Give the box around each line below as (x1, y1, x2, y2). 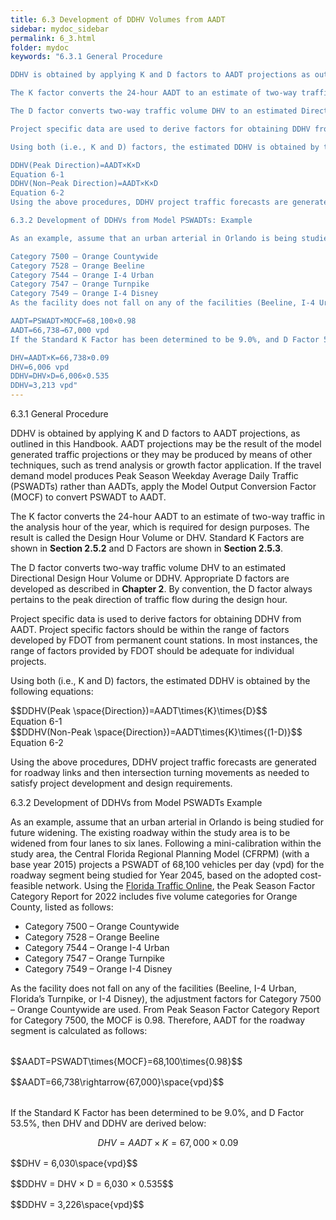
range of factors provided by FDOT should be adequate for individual (10, 645, 295, 656)
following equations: (10, 686, 94, 697)
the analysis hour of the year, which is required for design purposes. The (10, 521, 310, 533)
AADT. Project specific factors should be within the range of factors (10, 624, 290, 635)
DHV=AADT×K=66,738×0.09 (10, 352, 110, 363)
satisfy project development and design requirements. (10, 777, 233, 789)
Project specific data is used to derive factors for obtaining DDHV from (10, 613, 302, 625)
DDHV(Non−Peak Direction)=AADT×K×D (10, 179, 159, 189)
